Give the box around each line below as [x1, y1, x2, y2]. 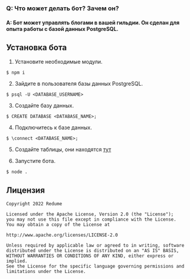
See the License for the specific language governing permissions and [6, 264, 185, 269]
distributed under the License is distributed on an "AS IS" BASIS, [6, 248, 179, 254]
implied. [6, 258, 28, 264]
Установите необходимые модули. [14, 58, 103, 65]
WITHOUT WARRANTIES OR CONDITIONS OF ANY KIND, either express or [6, 253, 174, 259]
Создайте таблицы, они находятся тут [14, 146, 112, 153]
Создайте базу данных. [14, 102, 74, 109]
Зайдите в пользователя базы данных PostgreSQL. [14, 80, 144, 87]
